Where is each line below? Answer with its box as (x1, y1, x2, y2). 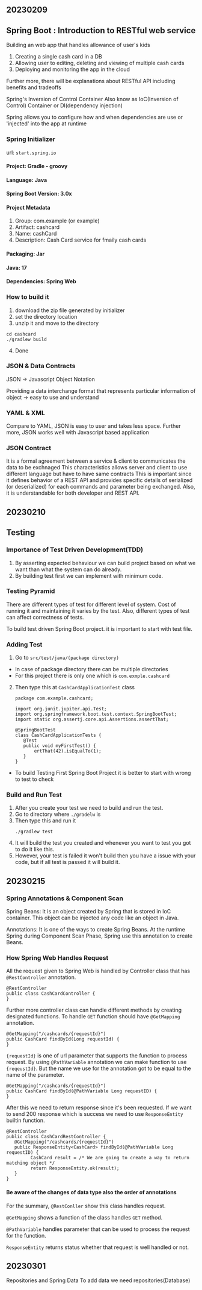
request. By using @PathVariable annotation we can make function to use (6, 1059, 187, 1066)
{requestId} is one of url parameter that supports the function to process (6, 1052, 188, 1059)
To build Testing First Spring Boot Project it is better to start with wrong (14, 769, 191, 777)
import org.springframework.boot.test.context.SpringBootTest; (14, 711, 177, 718)
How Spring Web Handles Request (6, 954, 109, 962)
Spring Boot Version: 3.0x (6, 190, 72, 198)
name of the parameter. (6, 1071, 65, 1079)
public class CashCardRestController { (6, 1134, 106, 1140)
